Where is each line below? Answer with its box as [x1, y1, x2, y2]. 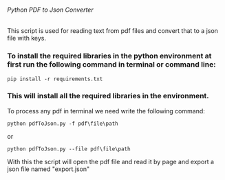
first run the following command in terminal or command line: [7, 60, 216, 69]
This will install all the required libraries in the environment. [7, 91, 210, 101]
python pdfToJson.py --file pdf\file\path [7, 145, 131, 153]
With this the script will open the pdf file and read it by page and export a [7, 157, 215, 166]
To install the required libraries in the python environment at [7, 52, 212, 61]
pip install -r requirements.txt [7, 76, 103, 82]
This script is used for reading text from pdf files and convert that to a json [7, 27, 219, 35]
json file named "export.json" [7, 165, 90, 173]
